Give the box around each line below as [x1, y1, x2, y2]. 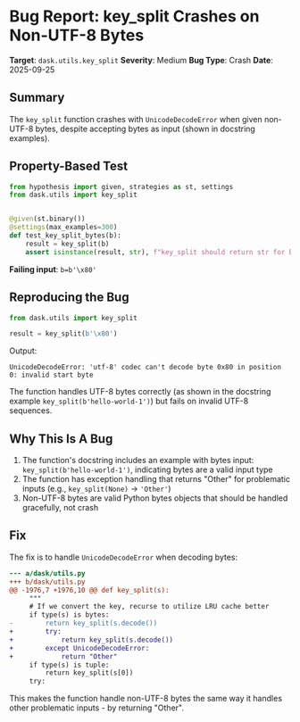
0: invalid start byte [9, 370, 94, 380]
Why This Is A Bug [9, 431, 113, 446]
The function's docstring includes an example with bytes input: [21, 455, 254, 466]
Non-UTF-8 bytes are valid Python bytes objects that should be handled [21, 493, 288, 503]
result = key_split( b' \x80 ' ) [9, 329, 118, 338]
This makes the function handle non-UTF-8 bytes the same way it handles [9, 693, 283, 704]
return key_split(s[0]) [45, 668, 134, 677]
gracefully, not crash [21, 502, 99, 513]
